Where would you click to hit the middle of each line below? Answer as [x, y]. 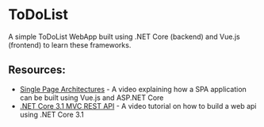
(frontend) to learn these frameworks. [70, 44]
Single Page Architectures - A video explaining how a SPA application [133, 89]
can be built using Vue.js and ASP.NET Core [92, 98]
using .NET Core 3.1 [52, 114]
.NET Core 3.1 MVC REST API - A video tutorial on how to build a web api [138, 106]
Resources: [37, 70]
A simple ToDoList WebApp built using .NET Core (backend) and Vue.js [124, 37]
